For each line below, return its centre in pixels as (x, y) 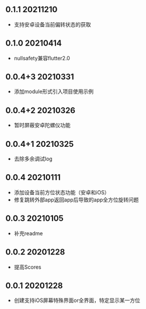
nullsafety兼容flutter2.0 (42, 58)
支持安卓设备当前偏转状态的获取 (52, 24)
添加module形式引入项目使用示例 (54, 92)
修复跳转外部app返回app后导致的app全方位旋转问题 (76, 200)
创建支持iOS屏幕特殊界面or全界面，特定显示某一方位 (77, 300)
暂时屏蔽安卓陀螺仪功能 (42, 125)
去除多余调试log (33, 159)
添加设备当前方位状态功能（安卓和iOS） (62, 192)
